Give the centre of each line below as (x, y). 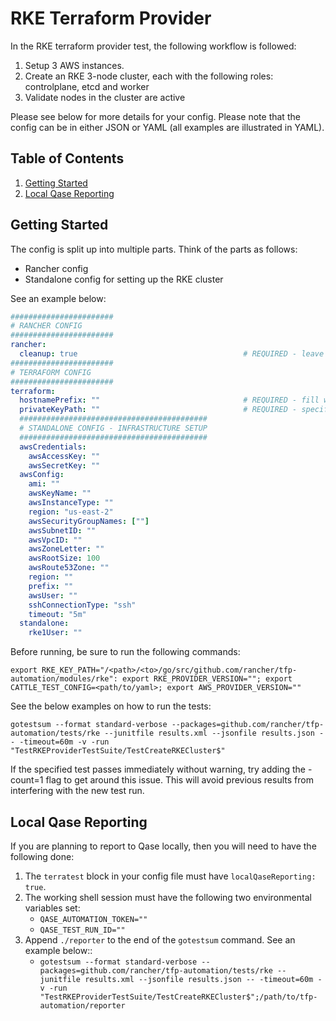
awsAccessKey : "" (64, 456)
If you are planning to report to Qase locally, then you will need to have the (163, 846)
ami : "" (44, 484)
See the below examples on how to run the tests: (111, 706)
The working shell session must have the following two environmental (168, 897)
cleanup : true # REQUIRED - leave (172, 354)
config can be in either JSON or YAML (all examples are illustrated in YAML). (167, 127)
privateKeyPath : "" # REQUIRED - (158, 410)
